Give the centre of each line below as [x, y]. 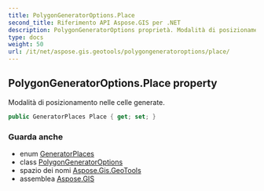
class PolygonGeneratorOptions [71, 162]
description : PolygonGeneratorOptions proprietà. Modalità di [112, 30]
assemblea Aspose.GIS [57, 178]
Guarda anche [36, 136]
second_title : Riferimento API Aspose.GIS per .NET [94, 23]
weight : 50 [26, 45]
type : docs [26, 37]
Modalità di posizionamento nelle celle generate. [86, 102]
